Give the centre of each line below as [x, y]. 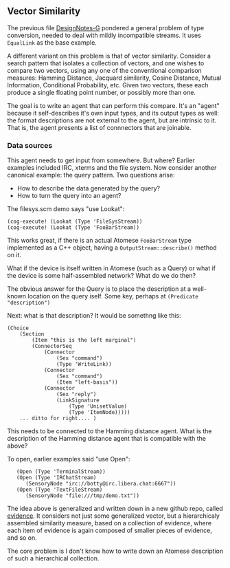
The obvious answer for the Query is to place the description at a [99, 289]
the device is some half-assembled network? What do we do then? [102, 276]
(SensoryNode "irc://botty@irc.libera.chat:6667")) [101, 484]
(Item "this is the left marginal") [84, 340]
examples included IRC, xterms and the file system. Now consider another [112, 168]
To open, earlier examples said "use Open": [69, 459]
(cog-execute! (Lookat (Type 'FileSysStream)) [75, 222]
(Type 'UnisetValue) [98, 406]
